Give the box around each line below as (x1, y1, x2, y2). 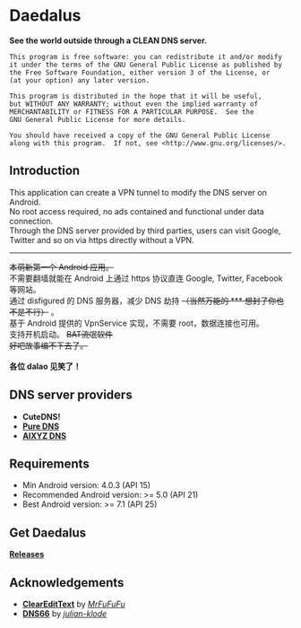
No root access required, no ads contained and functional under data (9, 205, 264, 216)
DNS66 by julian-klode (21, 608, 107, 619)
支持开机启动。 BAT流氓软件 (9, 328, 114, 339)
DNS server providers (9, 388, 133, 403)
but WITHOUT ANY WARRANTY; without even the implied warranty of (9, 100, 258, 109)
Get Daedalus (9, 525, 87, 540)
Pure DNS (21, 421, 60, 432)
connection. (9, 215, 54, 226)
